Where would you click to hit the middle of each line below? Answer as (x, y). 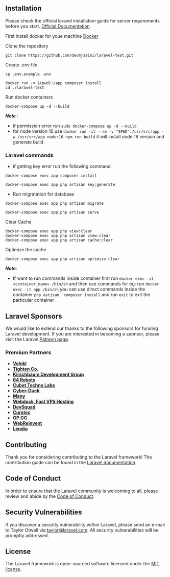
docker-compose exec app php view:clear (49, 231)
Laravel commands (29, 155)
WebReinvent (27, 423)
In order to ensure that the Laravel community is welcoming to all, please (82, 491)
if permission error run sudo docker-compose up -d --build (75, 126)
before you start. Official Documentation (48, 26)
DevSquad (24, 407)
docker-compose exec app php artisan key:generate (60, 185)
